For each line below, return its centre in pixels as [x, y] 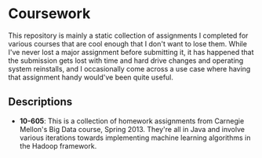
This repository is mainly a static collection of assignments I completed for [128, 35]
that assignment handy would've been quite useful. [91, 77]
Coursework [49, 14]
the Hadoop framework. [58, 145]
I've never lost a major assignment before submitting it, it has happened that [131, 52]
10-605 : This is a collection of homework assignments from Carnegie [132, 121]
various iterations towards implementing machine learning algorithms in [135, 138]
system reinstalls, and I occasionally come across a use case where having [129, 68]
